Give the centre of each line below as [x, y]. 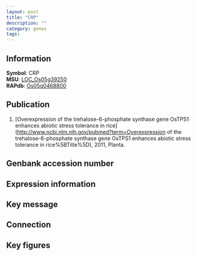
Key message [32, 204]
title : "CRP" [23, 17]
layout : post [23, 12]
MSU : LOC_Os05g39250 [37, 79]
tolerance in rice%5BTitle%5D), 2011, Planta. [70, 144]
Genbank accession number [60, 164]
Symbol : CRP [23, 73]
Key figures [28, 245]
